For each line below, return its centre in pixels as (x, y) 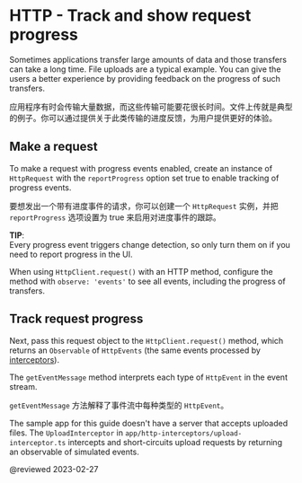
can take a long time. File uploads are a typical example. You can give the (145, 69)
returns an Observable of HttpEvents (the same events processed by (135, 350)
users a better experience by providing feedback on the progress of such (145, 78)
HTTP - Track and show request (130, 16)
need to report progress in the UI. (71, 254)
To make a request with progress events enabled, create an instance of (141, 168)
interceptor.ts (38, 443)
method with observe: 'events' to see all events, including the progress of (147, 281)
